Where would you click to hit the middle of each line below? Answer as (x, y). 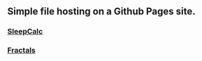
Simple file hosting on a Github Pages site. (101, 12)
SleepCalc (25, 32)
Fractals (22, 50)
